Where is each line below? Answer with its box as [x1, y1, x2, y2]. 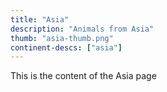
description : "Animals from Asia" [10, 24, 155, 34]
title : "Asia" [10, 14, 70, 25]
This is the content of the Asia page [10, 70, 157, 82]
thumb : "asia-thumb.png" [10, 33, 114, 43]
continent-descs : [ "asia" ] [10, 42, 123, 53]
